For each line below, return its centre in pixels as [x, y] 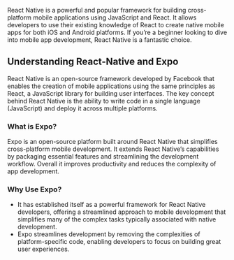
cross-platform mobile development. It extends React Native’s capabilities [113, 149]
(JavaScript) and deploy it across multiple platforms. [83, 108]
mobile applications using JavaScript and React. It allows [115, 17]
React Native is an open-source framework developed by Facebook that [111, 78]
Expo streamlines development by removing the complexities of [109, 234]
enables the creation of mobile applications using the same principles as [111, 86]
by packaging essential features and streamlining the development [103, 157]
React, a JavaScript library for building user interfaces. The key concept [111, 93]
